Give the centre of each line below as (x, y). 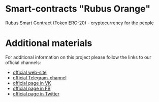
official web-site (29, 72)
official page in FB (31, 88)
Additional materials (49, 43)
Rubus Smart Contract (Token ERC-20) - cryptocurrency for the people (80, 23)
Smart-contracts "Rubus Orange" (78, 9)
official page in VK (32, 83)
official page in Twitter (36, 93)
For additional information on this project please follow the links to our (78, 57)
